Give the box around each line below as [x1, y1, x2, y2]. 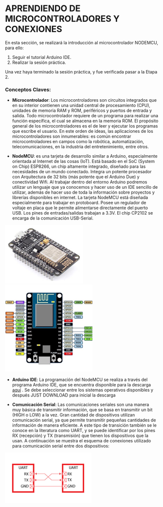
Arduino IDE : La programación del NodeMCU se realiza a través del [12, 377, 148, 382]
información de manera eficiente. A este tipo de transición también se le [12, 422, 157, 428]
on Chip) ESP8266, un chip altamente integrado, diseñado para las [12, 163, 146, 169]
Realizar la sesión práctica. [12, 59, 67, 65]
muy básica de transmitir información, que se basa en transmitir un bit [12, 407, 153, 413]
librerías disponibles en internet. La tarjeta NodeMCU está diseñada [12, 195, 148, 200]
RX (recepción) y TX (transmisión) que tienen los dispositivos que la [12, 433, 148, 438]
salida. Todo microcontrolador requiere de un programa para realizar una [12, 113, 159, 119]
